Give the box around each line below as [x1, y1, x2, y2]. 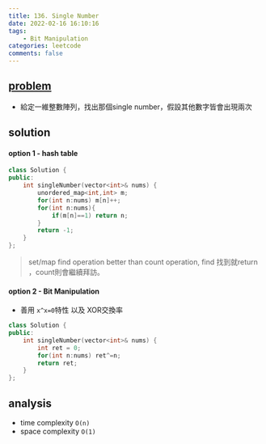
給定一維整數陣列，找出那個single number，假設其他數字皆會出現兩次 [19, 102, 252, 112]
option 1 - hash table [8, 148, 78, 158]
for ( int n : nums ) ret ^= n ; [37, 351, 121, 360]
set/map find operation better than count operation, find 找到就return [27, 257, 259, 267]
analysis [8, 396, 53, 410]
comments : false [8, 49, 63, 57]
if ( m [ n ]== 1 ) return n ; [51, 211, 129, 219]
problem [8, 79, 52, 93]
